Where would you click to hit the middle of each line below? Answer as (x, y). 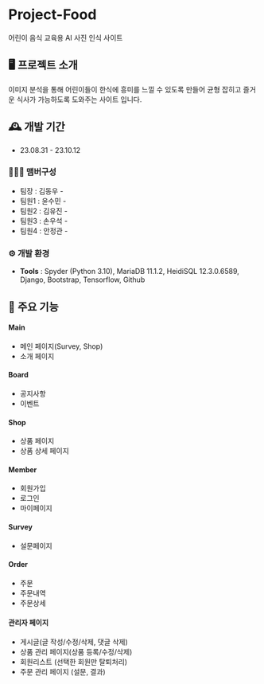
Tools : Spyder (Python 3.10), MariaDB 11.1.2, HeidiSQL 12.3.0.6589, (130, 272)
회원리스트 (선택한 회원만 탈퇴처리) (74, 662)
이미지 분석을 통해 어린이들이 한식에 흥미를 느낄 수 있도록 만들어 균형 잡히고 (125, 89)
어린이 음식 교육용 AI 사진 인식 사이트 (66, 37)
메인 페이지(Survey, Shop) (61, 346)
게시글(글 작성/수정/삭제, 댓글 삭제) (74, 642)
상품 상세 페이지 (44, 451)
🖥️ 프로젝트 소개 (43, 65)
